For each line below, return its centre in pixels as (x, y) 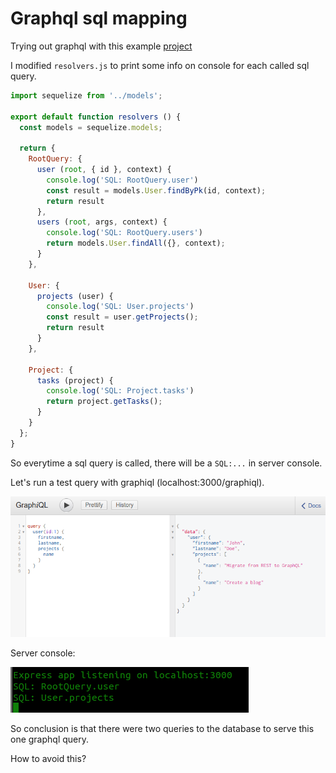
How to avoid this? (48, 759)
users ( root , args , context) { (102, 222)
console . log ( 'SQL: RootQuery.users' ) (124, 233)
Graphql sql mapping (99, 18)
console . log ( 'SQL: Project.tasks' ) (120, 391)
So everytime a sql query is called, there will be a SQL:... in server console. (166, 463)
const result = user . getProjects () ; (122, 317)
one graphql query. (50, 739)
